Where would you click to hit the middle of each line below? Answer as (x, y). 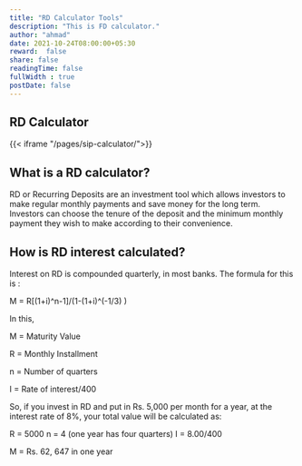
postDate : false (40, 85)
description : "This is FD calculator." (85, 26)
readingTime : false (46, 69)
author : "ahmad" (40, 35)
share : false (34, 60)
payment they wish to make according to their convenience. (121, 223)
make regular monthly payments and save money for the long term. (135, 204)
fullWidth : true (42, 77)
